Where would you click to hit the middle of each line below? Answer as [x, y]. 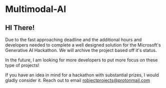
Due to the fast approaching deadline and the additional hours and [73, 39]
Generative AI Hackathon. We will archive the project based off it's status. [81, 50]
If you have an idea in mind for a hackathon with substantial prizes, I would [82, 75]
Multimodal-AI [36, 9]
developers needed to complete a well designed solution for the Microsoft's [83, 45]
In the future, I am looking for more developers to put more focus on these [81, 60]
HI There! [20, 28]
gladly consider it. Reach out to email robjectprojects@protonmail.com [77, 80]
